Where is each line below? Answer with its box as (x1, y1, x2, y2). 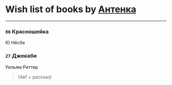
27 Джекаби (5, 52, 37, 60)
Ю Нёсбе (5, 40, 26, 46)
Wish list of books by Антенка (5, 4, 137, 15)
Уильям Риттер (5, 64, 38, 70)
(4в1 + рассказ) (17, 74, 52, 80)
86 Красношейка (5, 28, 49, 35)
